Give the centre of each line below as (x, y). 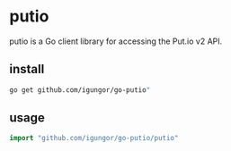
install (27, 69)
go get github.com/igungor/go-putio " (80, 90)
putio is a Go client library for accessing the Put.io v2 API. (116, 41)
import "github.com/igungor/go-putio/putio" (94, 138)
